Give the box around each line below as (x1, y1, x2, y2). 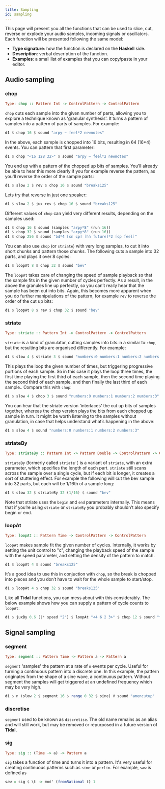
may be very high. (5, 684, 42, 690)
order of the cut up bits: (5, 298, 53, 304)
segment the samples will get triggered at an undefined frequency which (5, 679, 152, 685)
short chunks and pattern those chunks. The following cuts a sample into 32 (5, 249, 159, 254)
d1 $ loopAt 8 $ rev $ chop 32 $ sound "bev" (5, 308, 100, 313)
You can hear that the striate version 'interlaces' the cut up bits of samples (5, 402, 156, 408)
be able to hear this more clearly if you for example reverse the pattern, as (5, 168, 156, 174)
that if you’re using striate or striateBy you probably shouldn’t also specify (5, 504, 160, 510)
